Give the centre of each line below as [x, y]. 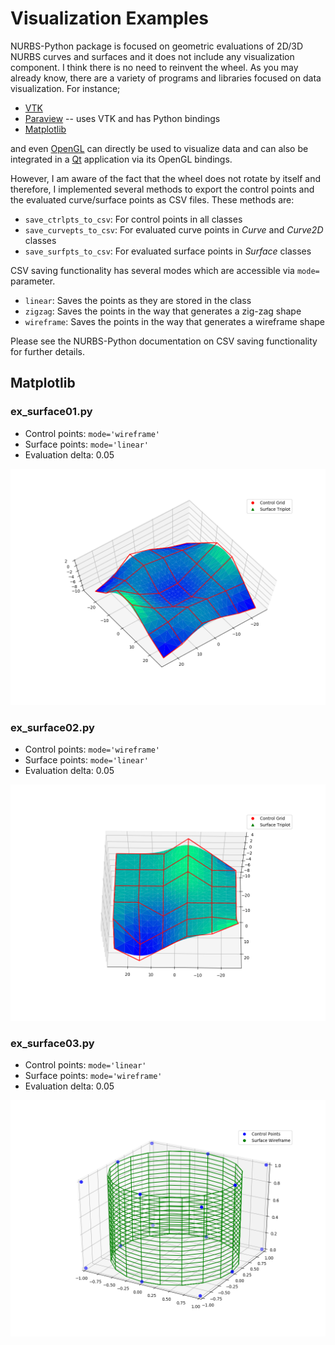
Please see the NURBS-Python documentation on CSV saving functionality [164, 341]
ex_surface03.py [52, 1043]
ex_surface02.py [52, 727]
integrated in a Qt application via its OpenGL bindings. [121, 159]
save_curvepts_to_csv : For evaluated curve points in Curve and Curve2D [174, 229]
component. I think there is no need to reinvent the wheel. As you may [154, 67]
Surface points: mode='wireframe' [93, 1076]
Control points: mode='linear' [85, 1065]
